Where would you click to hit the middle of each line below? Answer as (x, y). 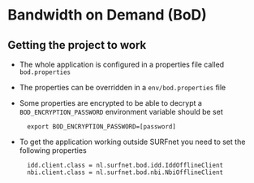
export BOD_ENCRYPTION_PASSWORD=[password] (101, 127)
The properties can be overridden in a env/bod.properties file (123, 87)
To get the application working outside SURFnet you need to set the (132, 142)
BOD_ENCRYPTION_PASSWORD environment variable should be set (121, 112)
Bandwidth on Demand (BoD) (108, 15)
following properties (53, 150)
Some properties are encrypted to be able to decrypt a (110, 103)
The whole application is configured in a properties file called (122, 64)
